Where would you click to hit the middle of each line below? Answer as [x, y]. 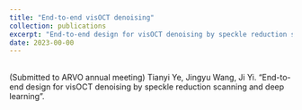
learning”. [27, 97]
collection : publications [58, 26]
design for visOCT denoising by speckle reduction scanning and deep [155, 87]
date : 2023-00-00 [42, 42]
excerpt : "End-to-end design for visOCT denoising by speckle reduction [148, 34]
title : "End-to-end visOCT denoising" [82, 17]
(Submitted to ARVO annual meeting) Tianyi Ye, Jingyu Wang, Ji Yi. [133, 78]
